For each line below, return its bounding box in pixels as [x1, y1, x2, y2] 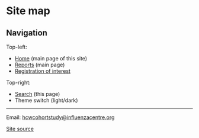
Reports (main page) [14, 61, 65, 68]
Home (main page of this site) [14, 55, 88, 62]
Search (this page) [14, 91, 60, 97]
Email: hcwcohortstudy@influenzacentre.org [6, 114, 115, 121]
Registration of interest [14, 68, 71, 75]
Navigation [6, 28, 47, 38]
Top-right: [6, 79, 31, 86]
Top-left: [6, 43, 28, 50]
